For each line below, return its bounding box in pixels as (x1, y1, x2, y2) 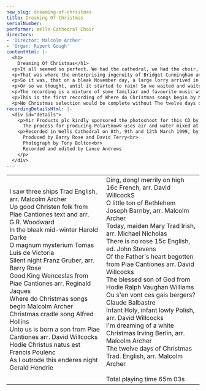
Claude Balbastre (106, 298, 156, 307)
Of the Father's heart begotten (106, 252, 194, 261)
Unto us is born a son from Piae (9, 325, 100, 334)
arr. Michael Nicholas (106, 229, 167, 238)
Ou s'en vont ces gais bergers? (106, 290, 196, 299)
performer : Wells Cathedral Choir (6, 26, 95, 32)
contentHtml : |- (6, 49, 48, 55)
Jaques (9, 287, 31, 295)
